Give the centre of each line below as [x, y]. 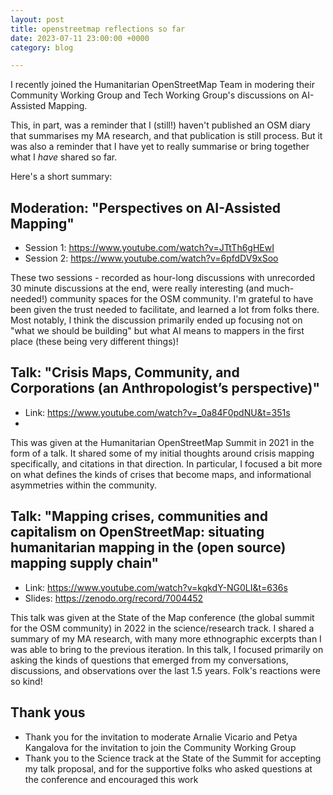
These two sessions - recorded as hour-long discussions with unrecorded [163, 278]
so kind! [26, 681]
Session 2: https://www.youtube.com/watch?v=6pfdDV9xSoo [151, 258]
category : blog [42, 47]
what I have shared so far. [64, 157]
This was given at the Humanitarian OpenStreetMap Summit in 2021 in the [162, 442]
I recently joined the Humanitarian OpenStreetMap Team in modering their [162, 85]
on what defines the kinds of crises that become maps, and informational [161, 474]
